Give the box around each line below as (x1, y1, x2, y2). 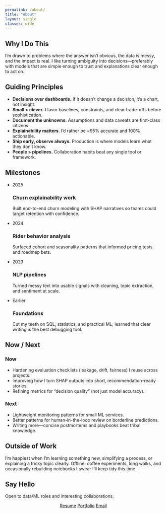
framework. (12, 154, 36, 160)
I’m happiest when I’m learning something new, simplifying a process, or (5, 455, 153, 461)
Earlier (12, 297, 26, 303)
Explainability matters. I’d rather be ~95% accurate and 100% (12, 128, 140, 134)
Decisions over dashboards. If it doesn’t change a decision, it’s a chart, (12, 96, 160, 102)
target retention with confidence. (12, 211, 80, 217)
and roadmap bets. (12, 249, 51, 255)
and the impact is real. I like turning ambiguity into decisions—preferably (5, 58, 153, 64)
